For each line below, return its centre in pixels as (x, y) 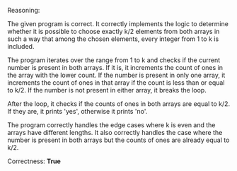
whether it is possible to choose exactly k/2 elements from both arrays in (114, 31)
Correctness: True (34, 161)
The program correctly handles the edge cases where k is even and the (111, 125)
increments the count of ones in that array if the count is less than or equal (116, 83)
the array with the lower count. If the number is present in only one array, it (116, 75)
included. (21, 46)
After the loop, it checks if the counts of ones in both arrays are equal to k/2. (119, 104)
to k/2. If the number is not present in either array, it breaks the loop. (107, 90)
